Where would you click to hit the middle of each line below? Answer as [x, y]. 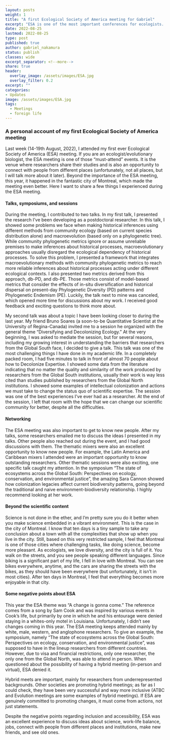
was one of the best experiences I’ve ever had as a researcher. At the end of [85, 397]
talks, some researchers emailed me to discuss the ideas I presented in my [83, 436]
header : [13, 71]
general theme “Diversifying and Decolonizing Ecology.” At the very [76, 332]
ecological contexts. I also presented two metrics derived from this [75, 274]
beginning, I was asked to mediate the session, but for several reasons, [79, 337]
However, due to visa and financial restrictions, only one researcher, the [80, 653]
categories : [18, 90]
